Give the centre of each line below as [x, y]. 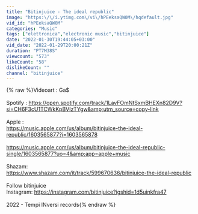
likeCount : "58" [26, 62]
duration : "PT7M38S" [32, 51]
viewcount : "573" [28, 56]
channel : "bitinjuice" [35, 73]
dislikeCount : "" [28, 67]
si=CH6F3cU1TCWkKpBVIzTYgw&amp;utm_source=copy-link [82, 109]
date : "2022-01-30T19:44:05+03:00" [51, 40]
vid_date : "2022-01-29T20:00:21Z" [50, 46]
